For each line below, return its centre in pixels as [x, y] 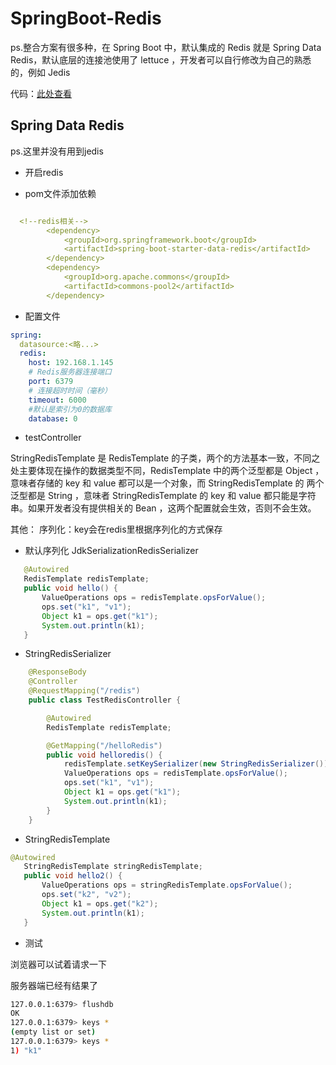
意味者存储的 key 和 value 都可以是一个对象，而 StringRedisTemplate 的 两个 [167, 483]
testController [53, 438]
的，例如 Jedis [40, 72]
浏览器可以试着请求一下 [58, 964]
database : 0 [53, 418]
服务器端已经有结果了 [54, 985]
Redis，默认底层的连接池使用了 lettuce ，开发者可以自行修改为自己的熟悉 [161, 59]
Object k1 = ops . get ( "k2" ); [100, 903]
